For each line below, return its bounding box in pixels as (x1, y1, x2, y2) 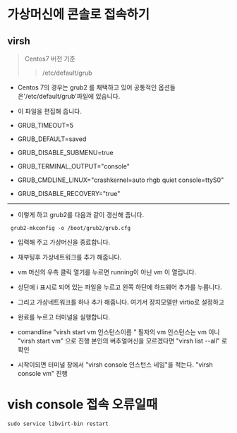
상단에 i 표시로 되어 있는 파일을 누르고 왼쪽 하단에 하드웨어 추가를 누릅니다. (17, 283, 222, 291)
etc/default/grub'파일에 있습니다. (27, 92, 121, 100)
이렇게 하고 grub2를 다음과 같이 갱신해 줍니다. (17, 211, 145, 219)
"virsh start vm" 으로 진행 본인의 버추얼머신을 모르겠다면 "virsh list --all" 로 (17, 336, 228, 345)
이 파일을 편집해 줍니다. (17, 107, 83, 115)
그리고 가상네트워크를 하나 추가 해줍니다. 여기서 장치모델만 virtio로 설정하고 (17, 298, 224, 306)
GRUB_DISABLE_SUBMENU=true (17, 149, 114, 157)
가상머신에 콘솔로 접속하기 (7, 6, 150, 23)
